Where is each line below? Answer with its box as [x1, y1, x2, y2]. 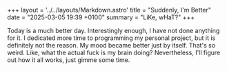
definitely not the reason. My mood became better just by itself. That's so [7, 41, 216, 49]
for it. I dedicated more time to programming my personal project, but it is [7, 34, 216, 42]
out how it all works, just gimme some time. [7, 56, 130, 64]
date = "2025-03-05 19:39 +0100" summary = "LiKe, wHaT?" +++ [7, 13, 195, 21]
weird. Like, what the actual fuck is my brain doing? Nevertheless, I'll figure [7, 48, 221, 57]
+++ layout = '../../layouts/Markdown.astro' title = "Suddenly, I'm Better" [7, 6, 212, 14]
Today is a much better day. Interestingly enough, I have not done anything [7, 27, 220, 34]
